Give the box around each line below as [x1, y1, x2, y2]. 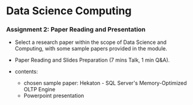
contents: [14, 68, 39, 75]
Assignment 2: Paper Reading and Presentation [6, 26, 146, 34]
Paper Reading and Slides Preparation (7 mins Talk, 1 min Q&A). [14, 56, 170, 63]
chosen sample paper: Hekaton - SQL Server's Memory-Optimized [23, 79, 187, 87]
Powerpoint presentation [23, 92, 84, 99]
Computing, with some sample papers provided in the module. [14, 45, 167, 52]
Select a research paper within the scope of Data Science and [14, 39, 167, 46]
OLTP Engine [23, 86, 55, 93]
